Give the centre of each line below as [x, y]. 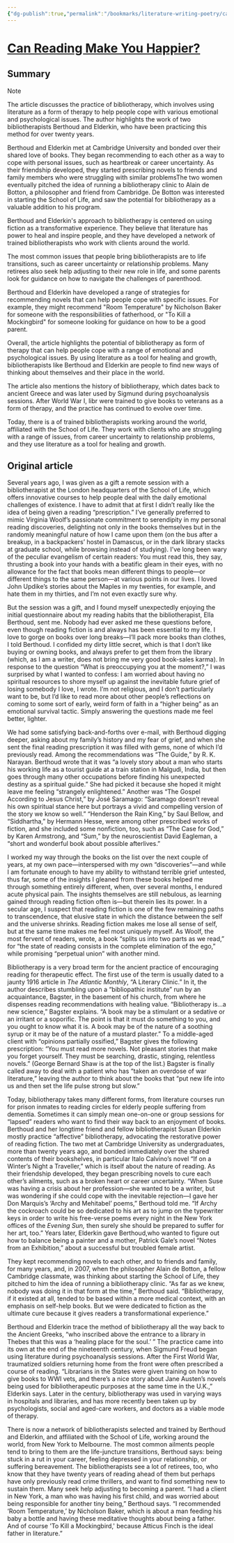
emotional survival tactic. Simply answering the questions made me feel [110, 711]
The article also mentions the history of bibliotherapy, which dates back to [114, 386]
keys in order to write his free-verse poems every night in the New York [110, 1218]
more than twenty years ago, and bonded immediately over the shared [108, 1151]
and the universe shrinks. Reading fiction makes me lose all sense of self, [112, 924]
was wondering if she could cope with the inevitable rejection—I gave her [112, 1196]
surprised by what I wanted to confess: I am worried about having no [106, 674]
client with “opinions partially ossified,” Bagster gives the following [103, 1041]
